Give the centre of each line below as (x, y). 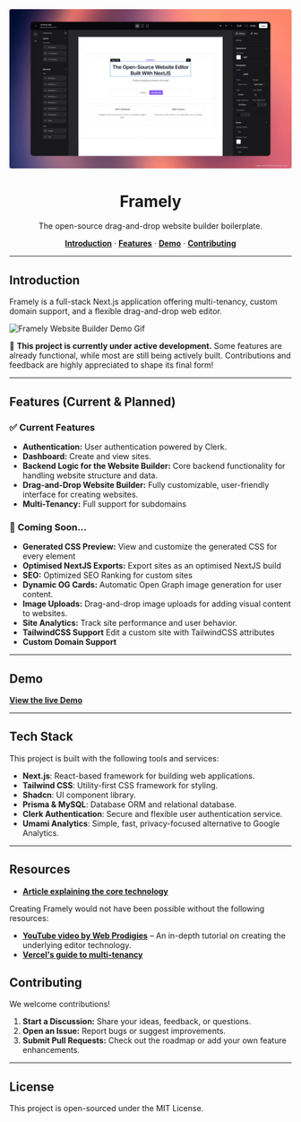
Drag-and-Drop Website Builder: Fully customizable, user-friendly (146, 484)
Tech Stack (41, 737)
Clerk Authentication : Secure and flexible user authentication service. (152, 813)
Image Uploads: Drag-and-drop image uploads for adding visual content (156, 604)
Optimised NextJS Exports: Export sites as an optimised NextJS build (152, 566)
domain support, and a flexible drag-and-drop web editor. (116, 311)
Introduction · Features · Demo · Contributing (150, 244)
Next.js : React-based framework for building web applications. (138, 776)
